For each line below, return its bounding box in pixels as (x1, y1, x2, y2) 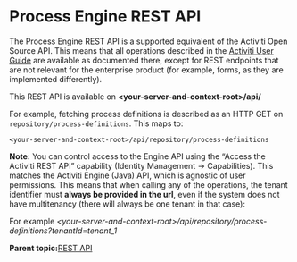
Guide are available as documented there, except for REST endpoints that (9, 55, 279, 65)
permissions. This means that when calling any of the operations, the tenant (9, 179, 288, 190)
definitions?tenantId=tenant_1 (9, 225, 118, 236)
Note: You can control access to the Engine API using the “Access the (9, 150, 266, 162)
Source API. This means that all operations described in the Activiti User (9, 45, 274, 55)
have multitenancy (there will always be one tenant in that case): (9, 199, 246, 209)
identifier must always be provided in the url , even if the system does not (9, 189, 280, 199)
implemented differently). (9, 73, 103, 84)
